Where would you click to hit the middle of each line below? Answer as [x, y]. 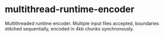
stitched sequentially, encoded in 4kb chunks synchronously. [69, 28]
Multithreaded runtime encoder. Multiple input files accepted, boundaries [82, 23]
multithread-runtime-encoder [70, 9]
